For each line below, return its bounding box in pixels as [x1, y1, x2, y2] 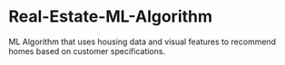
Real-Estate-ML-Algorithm [8, 6, 213, 27]
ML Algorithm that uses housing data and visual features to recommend [8, 36, 277, 47]
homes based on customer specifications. [8, 45, 165, 56]
